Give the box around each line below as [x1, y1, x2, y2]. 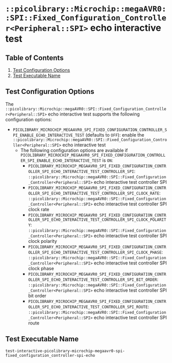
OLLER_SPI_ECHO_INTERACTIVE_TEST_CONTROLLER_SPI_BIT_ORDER [28, 277, 158, 282]
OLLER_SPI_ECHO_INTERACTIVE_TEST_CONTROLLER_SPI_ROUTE [28, 304, 148, 310]
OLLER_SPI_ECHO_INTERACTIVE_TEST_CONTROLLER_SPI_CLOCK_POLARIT [28, 217, 166, 222]
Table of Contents [5, 53, 64, 62]
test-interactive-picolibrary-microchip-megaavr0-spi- [5, 348, 125, 353]
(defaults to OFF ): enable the [85, 131, 145, 138]
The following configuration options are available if [20, 147, 128, 153]
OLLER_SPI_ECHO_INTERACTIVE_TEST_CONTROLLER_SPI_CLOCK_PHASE [28, 250, 162, 255]
